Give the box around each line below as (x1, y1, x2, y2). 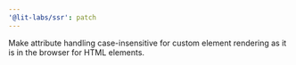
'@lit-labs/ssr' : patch (8, 12, 97, 22)
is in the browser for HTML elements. (8, 46, 144, 58)
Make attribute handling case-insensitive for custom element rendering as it (8, 37, 287, 48)
